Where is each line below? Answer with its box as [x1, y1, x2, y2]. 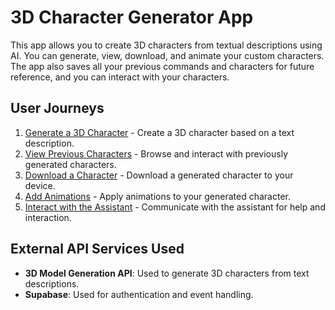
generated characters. [24, 158, 117, 170]
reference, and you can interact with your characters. [10, 71, 230, 83]
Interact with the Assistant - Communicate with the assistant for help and [24, 201, 326, 213]
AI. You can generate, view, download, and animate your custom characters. [10, 49, 325, 61]
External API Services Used [10, 241, 185, 258]
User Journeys [10, 100, 105, 117]
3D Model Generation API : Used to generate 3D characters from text [24, 267, 310, 279]
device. [24, 179, 56, 191]
